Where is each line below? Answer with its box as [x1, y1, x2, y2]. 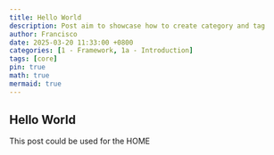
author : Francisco [9, 29, 78, 38]
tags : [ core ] [9, 54, 58, 63]
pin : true [9, 63, 46, 72]
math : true [9, 71, 50, 80]
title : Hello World [9, 12, 82, 22]
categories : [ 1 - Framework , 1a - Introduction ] [9, 46, 194, 55]
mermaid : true [9, 79, 62, 88]
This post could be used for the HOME [9, 135, 150, 147]
